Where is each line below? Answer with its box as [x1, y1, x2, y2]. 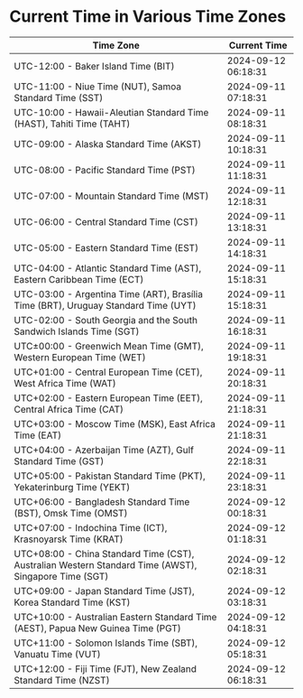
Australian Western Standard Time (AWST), [14, 558, 197, 571]
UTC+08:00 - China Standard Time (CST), [14, 547, 195, 560]
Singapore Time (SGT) [14, 570, 109, 582]
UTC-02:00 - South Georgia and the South [14, 313, 198, 326]
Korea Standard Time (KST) [14, 596, 131, 609]
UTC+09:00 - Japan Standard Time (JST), [14, 584, 196, 597]
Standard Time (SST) [14, 91, 104, 104]
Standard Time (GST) [14, 454, 105, 467]
